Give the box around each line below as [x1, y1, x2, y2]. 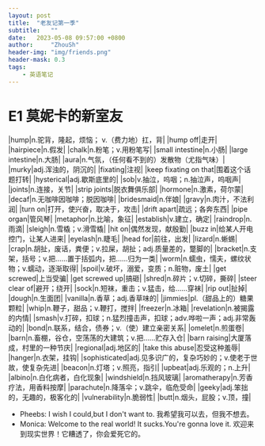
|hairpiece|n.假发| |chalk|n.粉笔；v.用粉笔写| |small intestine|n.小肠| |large [8, 144, 248, 154]
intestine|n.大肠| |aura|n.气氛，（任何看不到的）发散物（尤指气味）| [8, 154, 225, 164]
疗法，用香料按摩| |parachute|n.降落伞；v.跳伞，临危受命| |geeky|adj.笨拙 [8, 382, 248, 392]
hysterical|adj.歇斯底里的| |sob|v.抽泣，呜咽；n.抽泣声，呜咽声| [35, 174, 241, 184]
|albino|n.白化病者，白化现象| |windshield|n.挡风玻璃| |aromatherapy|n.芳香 [8, 372, 253, 382]
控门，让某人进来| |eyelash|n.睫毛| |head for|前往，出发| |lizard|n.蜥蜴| [8, 234, 238, 243]
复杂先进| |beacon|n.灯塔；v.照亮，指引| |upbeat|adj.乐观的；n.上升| [28, 362, 251, 372]
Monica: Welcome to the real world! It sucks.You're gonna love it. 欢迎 [19, 419, 248, 429]
